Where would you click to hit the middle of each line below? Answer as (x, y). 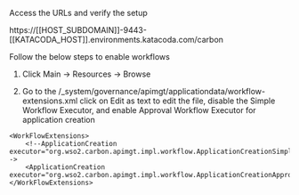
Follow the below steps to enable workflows (90, 57)
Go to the (39, 91)
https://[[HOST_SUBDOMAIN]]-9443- (78, 30)
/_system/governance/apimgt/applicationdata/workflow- (162, 91)
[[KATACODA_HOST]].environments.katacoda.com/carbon (117, 40)
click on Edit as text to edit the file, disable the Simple (178, 101)
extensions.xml (50, 101)
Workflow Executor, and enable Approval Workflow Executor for (139, 110)
